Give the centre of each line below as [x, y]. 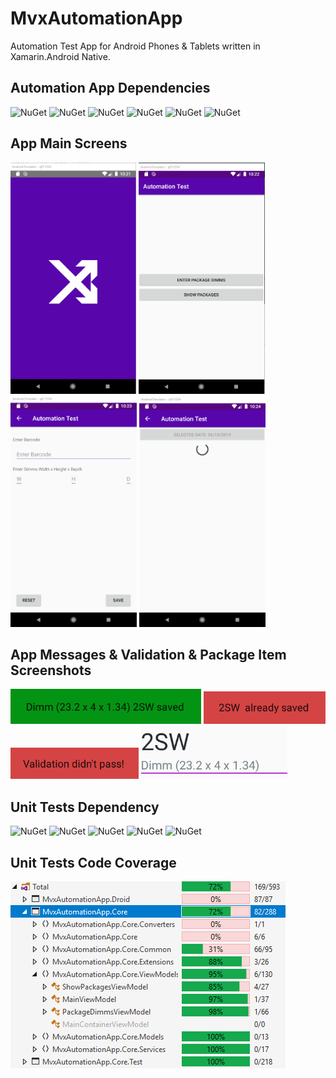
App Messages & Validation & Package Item [148, 654]
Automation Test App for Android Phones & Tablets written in [135, 46]
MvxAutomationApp [96, 18]
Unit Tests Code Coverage [93, 862]
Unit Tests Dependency [85, 807]
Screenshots [51, 670]
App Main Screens [69, 143]
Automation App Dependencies [110, 88]
